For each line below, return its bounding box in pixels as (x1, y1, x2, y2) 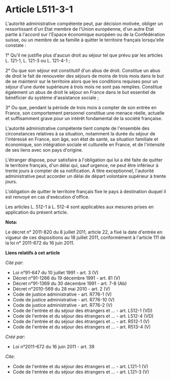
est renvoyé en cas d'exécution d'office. (5, 194, 90, 200)
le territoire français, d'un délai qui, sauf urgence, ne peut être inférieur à (5, 162, 159, 168)
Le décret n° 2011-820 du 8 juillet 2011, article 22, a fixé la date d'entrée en (5, 229, 162, 235)
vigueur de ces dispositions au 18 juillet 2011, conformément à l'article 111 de (5, 234, 166, 241)
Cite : (5, 353, 15, 360)
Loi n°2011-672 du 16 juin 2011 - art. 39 (12, 343, 95, 349)
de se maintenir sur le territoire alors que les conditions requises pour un (5, 78, 158, 84)
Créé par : (5, 334, 26, 340)
